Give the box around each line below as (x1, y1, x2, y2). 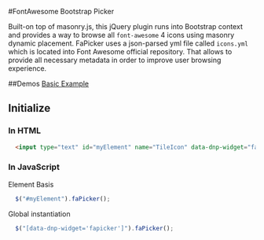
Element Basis (8, 179, 54, 189)
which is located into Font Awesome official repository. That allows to (8, 47, 233, 56)
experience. (8, 64, 47, 73)
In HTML (8, 125, 42, 136)
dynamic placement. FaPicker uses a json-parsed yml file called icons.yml (8, 39, 249, 48)
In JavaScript (8, 161, 60, 172)
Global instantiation (8, 209, 71, 219)
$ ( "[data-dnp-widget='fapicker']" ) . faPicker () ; (15, 224, 174, 232)
